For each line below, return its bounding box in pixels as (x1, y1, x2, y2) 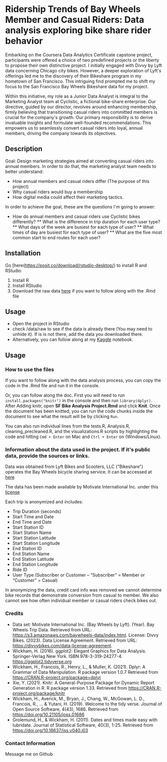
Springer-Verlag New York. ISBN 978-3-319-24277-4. (12, 653, 123, 659)
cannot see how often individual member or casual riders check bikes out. (5, 598, 158, 604)
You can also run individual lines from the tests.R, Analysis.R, (5, 423, 131, 429)
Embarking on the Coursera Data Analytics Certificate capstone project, (5, 51, 153, 58)
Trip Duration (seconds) (12, 508, 61, 514)
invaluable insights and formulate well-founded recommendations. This (5, 120, 152, 126)
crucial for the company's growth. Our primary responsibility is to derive (5, 114, 153, 120)
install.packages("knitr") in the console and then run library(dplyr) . (5, 398, 153, 404)
